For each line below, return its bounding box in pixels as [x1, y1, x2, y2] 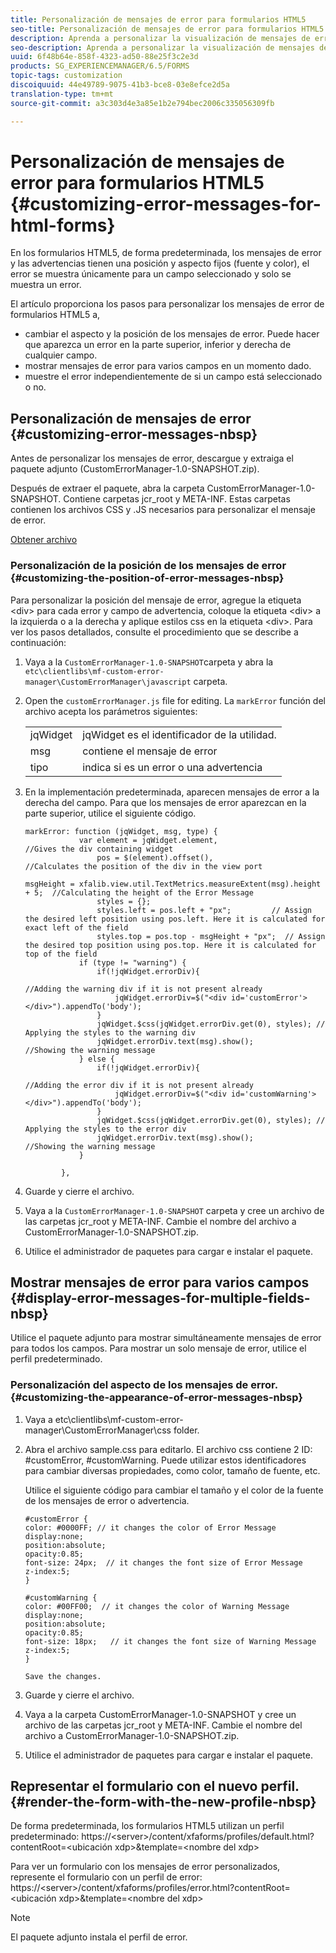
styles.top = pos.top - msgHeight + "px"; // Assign [96, 931, 326, 941]
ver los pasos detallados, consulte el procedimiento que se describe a [10, 626, 299, 638]
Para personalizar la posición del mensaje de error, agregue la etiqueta [10, 594, 302, 606]
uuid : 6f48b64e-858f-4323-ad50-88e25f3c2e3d [10, 52, 199, 62]
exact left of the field [24, 922, 129, 933]
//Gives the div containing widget [24, 844, 174, 854]
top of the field [24, 949, 98, 959]
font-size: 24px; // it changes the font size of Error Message [24, 1557, 303, 1568]
